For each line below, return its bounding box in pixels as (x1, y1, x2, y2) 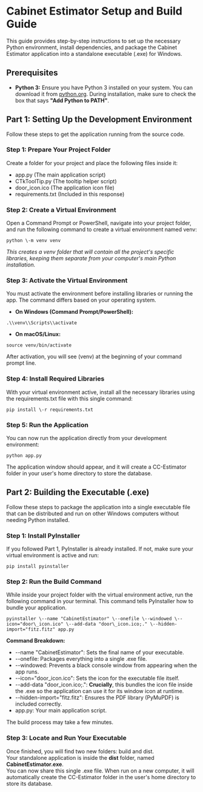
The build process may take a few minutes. (6, 719, 114, 726)
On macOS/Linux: (15, 331, 61, 338)
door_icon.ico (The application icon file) (15, 184, 115, 191)
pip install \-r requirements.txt (6, 407, 94, 413)
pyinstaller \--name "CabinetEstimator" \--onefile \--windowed (6, 616, 172, 622)
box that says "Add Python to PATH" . (15, 96, 110, 104)
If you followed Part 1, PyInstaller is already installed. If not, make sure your (6, 545, 194, 553)
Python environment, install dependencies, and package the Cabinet (6, 44, 178, 51)
